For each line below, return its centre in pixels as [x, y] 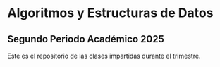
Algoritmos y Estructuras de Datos [110, 13]
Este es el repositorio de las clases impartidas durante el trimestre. [104, 56]
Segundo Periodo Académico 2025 [86, 39]
